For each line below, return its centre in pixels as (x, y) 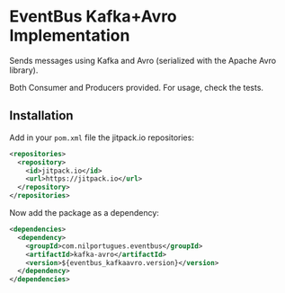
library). (24, 70)
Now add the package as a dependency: (85, 213)
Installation (41, 115)
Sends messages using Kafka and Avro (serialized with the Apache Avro (143, 60)
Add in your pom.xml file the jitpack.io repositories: (102, 138)
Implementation (70, 36)
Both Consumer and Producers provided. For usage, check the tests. (136, 87)
